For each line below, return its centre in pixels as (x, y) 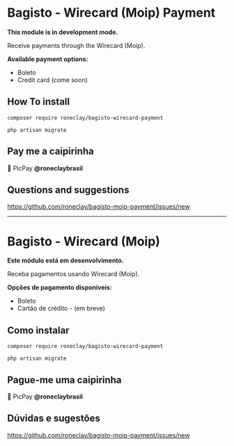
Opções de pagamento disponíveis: (60, 287)
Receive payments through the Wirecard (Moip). (76, 45)
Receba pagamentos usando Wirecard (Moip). (73, 274)
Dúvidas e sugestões (54, 419)
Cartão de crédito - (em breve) (61, 308)
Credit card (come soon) (53, 80)
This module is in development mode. (63, 32)
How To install (39, 102)
